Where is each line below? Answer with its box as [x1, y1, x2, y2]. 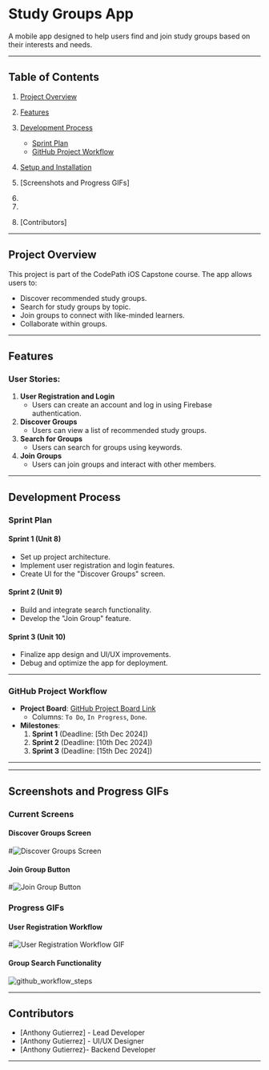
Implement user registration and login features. [19, 560, 175, 570]
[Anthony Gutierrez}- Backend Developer [19, 1045, 156, 1055]
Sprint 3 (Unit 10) [8, 631, 66, 641]
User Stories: [8, 373, 61, 384]
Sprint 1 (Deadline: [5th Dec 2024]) [31, 729, 148, 739]
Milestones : [19, 721, 61, 731]
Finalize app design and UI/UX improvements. [19, 650, 171, 659]
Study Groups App [8, 5, 134, 23]
